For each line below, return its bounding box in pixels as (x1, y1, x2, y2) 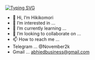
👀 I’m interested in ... (12, 20, 56, 26)
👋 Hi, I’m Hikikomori (12, 15, 54, 20)
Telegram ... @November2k (12, 43, 70, 49)
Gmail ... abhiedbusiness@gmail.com (12, 49, 90, 55)
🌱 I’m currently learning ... (12, 25, 67, 31)
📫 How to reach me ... (12, 36, 60, 42)
